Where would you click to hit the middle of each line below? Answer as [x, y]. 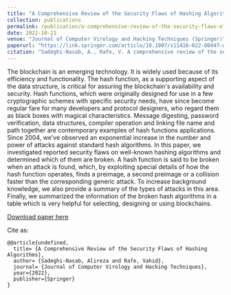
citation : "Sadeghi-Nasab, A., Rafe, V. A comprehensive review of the [112, 52]
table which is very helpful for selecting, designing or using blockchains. [110, 203]
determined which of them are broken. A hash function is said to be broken [113, 159]
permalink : [23, 26]
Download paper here [38, 216]
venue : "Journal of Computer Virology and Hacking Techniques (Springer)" [117, 39]
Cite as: [18, 230]
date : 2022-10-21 [32, 33]
